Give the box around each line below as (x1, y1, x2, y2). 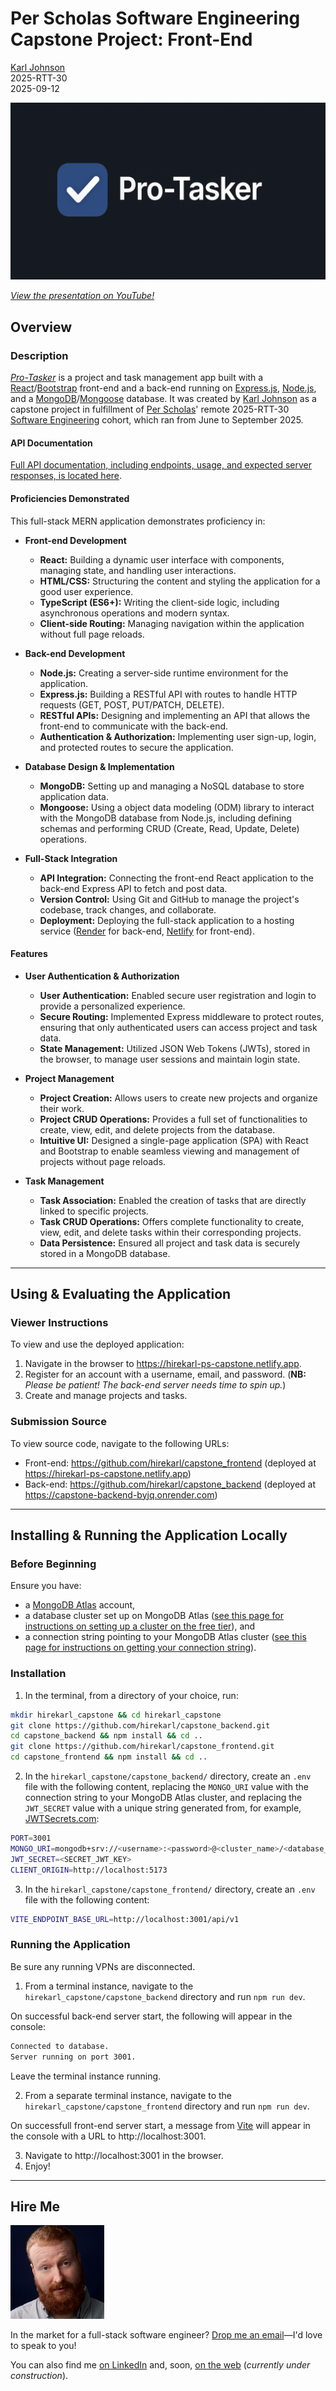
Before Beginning (10, 1557, 97, 1571)
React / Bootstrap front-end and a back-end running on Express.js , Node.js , (10, 382, 317, 394)
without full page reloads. (39, 628, 145, 640)
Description (10, 348, 69, 362)
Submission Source (10, 1415, 107, 1429)
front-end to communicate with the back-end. (39, 720, 229, 732)
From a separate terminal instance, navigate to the (24, 2089, 233, 2101)
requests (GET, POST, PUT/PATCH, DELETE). (39, 698, 225, 711)
